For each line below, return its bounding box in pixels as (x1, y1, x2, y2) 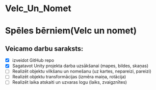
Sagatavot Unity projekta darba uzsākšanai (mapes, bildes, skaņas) (12, 63, 149, 69)
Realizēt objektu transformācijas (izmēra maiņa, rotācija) (12, 74, 126, 80)
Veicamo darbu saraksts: (5, 44, 83, 53)
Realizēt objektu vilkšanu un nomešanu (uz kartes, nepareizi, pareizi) (12, 69, 152, 74)
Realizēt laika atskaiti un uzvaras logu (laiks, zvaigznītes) (12, 79, 127, 85)
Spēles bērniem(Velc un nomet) (5, 25, 137, 36)
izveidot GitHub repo (12, 57, 54, 63)
